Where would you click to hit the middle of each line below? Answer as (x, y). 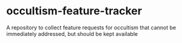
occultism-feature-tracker (74, 11)
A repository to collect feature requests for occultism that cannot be (91, 27)
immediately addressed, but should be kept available (72, 33)
